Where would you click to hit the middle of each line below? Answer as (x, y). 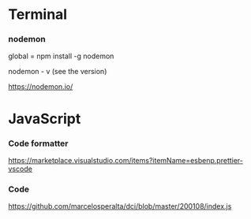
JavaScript (45, 119)
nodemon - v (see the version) (58, 72)
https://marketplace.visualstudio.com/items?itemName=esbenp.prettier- (126, 160)
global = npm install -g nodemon (61, 56)
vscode (21, 169)
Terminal (38, 15)
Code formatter (38, 143)
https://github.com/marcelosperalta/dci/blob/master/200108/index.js (120, 206)
